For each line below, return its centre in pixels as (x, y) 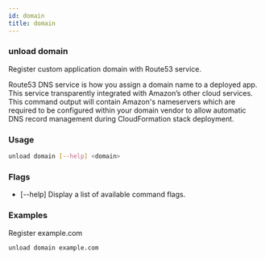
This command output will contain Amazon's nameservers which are (122, 101)
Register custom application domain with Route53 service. (105, 68)
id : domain (27, 16)
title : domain (32, 23)
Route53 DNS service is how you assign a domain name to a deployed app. (133, 85)
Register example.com (46, 233)
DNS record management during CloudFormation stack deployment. (122, 118)
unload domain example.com (54, 248)
